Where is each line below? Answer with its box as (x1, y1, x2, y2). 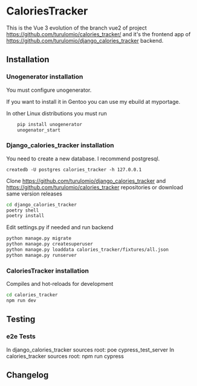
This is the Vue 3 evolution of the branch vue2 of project (6, 24, 147, 31)
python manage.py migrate (6, 235, 71, 242)
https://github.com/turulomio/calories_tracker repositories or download (6, 183, 183, 191)
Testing (6, 314, 36, 324)
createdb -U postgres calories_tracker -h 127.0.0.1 (6, 166, 142, 172)
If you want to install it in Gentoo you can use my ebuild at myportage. (6, 98, 181, 105)
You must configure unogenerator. (6, 86, 92, 93)
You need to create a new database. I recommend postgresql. (6, 155, 160, 162)
